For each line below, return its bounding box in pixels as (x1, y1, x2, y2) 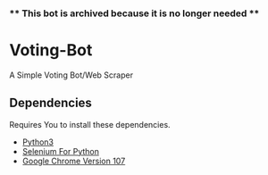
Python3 (21, 137, 54, 147)
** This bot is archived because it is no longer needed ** (9, 7, 260, 20)
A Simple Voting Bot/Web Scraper (9, 70, 134, 80)
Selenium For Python (21, 146, 100, 156)
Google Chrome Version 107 (21, 155, 126, 166)
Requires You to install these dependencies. (9, 119, 172, 129)
